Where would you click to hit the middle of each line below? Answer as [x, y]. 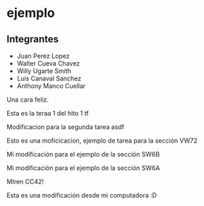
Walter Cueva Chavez [48, 63]
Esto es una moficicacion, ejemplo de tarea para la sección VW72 [102, 140]
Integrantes [33, 39]
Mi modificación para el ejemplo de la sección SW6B [83, 154]
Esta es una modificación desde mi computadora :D [82, 195]
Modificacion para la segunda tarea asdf [66, 127]
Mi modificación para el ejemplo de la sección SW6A [83, 168]
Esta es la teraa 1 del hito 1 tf [48, 113]
